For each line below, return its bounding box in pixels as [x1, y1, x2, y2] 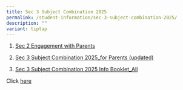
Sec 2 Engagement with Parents [15, 42, 96, 50]
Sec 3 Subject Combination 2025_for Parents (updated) [15, 54, 154, 61]
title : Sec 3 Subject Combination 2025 [6, 8, 107, 15]
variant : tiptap [6, 25, 47, 32]
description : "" [6, 20, 47, 26]
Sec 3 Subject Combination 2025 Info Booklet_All [15, 66, 138, 73]
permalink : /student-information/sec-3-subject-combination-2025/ [6, 14, 178, 21]
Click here [6, 77, 32, 85]
